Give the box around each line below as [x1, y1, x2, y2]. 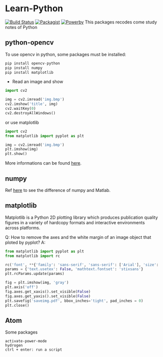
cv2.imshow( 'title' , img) [5, 102, 58, 106]
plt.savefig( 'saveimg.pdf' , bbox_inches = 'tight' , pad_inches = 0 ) [5, 298, 143, 303]
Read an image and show [12, 79, 64, 84]
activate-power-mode [5, 339, 47, 344]
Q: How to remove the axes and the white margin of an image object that [5, 234, 152, 240]
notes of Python [5, 24, 38, 30]
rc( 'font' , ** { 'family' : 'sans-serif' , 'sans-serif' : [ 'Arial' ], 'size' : [5, 262, 159, 267]
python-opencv [5, 39, 54, 47]
